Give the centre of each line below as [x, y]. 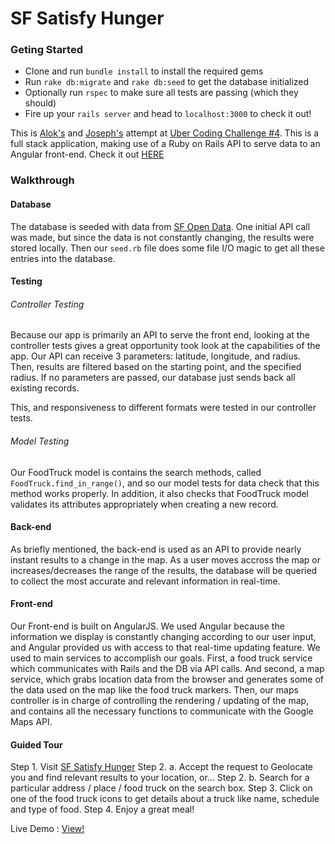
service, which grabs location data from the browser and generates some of [167, 679]
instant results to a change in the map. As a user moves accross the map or [166, 559]
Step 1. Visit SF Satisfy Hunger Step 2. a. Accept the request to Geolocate [162, 767]
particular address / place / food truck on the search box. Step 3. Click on [161, 788]
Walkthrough [42, 180]
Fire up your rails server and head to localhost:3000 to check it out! [168, 114]
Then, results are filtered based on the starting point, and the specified [156, 367]
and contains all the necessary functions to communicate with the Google [162, 711]
